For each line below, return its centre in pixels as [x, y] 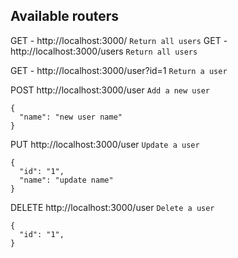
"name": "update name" [66, 180]
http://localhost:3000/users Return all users [104, 51]
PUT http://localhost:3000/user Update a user [105, 144]
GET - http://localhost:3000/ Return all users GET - [119, 40]
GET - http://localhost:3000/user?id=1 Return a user [119, 70]
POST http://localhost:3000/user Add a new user [110, 90]
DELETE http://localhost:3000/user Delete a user [112, 207]
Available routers [65, 16]
